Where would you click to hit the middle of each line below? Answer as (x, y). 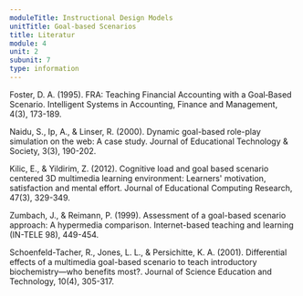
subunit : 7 (30, 60)
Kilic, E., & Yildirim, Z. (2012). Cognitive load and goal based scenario (139, 168)
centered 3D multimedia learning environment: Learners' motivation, (138, 178)
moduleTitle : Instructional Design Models (91, 18)
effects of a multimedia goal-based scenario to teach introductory (133, 261)
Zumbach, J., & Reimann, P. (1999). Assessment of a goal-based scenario (148, 215)
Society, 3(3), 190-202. (53, 150)
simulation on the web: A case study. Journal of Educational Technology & (149, 141)
